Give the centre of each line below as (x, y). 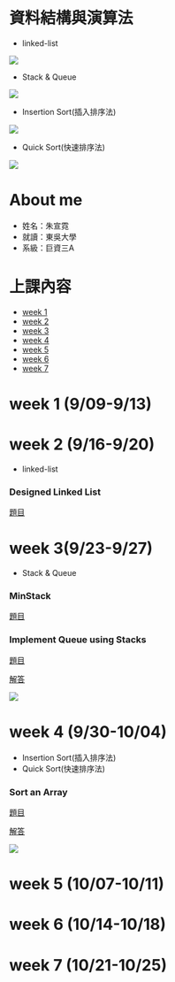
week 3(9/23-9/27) (81, 549)
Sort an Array (38, 792)
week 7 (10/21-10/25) (88, 965)
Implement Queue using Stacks (78, 640)
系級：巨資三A (48, 248)
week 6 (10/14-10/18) (87, 924)
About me (46, 200)
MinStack (30, 596)
